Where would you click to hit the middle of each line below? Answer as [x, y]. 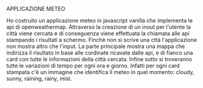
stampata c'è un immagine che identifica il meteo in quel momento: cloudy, [101, 72]
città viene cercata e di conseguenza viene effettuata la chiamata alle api [98, 33]
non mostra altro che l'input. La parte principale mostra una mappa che [96, 46]
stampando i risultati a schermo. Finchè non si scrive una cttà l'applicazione [101, 40]
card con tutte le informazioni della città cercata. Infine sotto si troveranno [99, 59]
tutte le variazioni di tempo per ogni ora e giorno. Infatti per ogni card [93, 66]
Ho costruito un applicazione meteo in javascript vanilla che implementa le [100, 20]
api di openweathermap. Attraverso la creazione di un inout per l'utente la [98, 27]
